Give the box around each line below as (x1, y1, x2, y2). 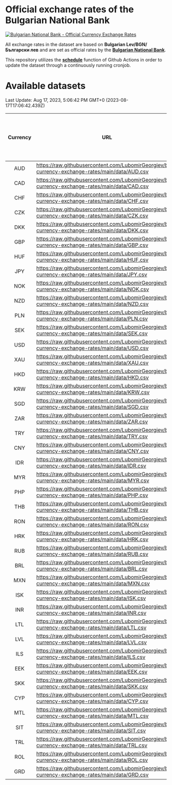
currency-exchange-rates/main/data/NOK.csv (36, 286, 149, 293)
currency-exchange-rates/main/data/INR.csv (36, 609, 147, 616)
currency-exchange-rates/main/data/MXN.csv (36, 580, 150, 587)
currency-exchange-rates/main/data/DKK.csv (36, 227, 148, 234)
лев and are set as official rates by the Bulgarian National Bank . (30, 47, 166, 53)
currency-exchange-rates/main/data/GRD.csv (36, 771, 149, 778)
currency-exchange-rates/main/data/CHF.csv (36, 197, 148, 204)
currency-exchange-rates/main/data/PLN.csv (36, 315, 148, 322)
